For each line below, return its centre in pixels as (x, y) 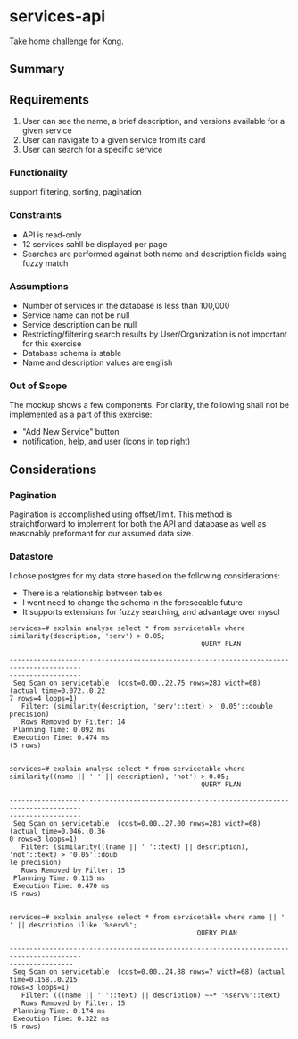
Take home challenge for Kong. (66, 41)
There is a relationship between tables (92, 593)
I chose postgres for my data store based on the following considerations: (145, 576)
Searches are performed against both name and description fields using (154, 254)
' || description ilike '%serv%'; (74, 926)
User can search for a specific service (92, 150)
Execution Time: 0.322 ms (61, 1019)
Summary (37, 69)
